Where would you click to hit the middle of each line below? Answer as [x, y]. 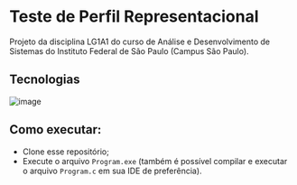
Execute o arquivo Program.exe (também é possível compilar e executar [155, 161]
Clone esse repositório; [66, 152]
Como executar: [56, 129]
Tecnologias [45, 80]
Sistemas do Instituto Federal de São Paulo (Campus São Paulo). [130, 51]
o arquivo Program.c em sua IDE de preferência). [112, 171]
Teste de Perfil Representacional [134, 17]
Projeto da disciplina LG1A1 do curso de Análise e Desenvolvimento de [140, 42]
